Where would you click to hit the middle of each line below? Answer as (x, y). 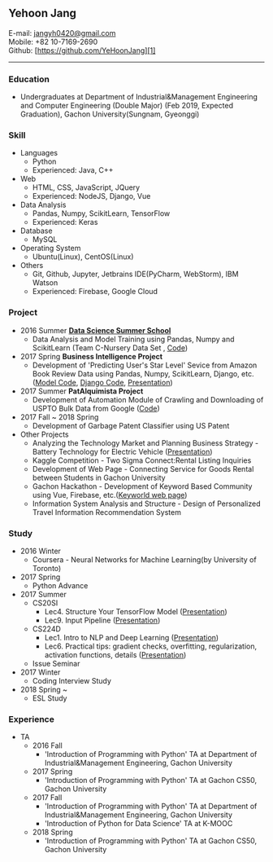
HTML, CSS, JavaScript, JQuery (86, 187)
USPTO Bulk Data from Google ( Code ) (96, 408)
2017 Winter (40, 672)
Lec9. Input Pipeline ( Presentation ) (102, 620)
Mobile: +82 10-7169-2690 (53, 42)
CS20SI (45, 603)
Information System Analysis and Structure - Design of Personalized (146, 504)
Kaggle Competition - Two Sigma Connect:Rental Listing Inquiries (142, 460)
